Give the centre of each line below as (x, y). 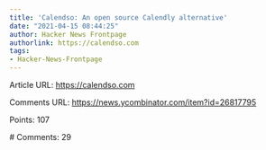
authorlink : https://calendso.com (74, 43)
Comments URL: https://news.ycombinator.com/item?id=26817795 (133, 102)
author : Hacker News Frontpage (68, 34)
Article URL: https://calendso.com (72, 85)
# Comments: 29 (41, 137)
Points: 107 (29, 119)
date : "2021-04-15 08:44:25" (64, 26)
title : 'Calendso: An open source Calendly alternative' (119, 18)
